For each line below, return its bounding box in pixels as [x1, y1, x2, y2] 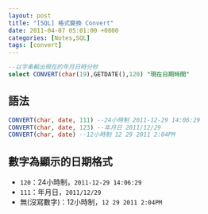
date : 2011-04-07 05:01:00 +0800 [8, 26, 119, 34]
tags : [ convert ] [8, 41, 62, 49]
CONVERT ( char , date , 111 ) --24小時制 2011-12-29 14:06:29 [8, 116, 201, 124]
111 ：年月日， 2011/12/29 [19, 188, 102, 197]
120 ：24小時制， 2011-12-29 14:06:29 [19, 177, 142, 187]
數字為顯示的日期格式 [8, 154, 113, 168]
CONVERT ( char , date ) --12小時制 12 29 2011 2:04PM [8, 130, 176, 139]
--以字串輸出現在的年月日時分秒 [8, 63, 98, 72]
